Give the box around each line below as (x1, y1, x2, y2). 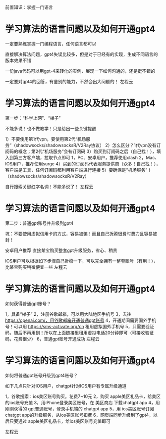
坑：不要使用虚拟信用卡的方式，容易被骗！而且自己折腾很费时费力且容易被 (5, 231, 157, 237)
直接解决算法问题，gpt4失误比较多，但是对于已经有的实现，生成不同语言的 (5, 51, 158, 57)
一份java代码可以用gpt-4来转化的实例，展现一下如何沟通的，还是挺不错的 (5, 68, 155, 74)
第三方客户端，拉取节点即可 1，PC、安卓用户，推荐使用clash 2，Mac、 (13, 154, 160, 160)
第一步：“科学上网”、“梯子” (5, 115, 61, 121)
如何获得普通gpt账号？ (5, 300, 51, 306)
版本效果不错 (5, 57, 31, 63)
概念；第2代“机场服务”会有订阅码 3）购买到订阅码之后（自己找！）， (18, 148, 157, 154)
